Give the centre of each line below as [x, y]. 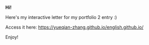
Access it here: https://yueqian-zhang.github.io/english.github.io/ [74, 27]
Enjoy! [12, 37]
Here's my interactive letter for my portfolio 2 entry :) [61, 17]
